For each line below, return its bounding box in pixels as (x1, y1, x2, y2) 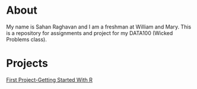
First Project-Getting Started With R (6, 76, 93, 83)
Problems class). (6, 36, 47, 43)
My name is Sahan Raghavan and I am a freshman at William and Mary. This (6, 23, 192, 30)
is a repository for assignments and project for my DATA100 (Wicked (6, 29, 173, 36)
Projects (6, 57, 49, 70)
